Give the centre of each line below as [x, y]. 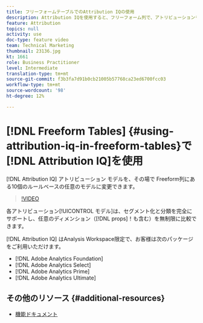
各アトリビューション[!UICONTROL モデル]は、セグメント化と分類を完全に [99, 211]
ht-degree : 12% [25, 96]
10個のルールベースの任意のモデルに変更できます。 [75, 186]
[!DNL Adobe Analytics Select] [53, 265]
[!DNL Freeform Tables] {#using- [90, 131]
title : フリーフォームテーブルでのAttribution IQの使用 [70, 12]
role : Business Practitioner [43, 62]
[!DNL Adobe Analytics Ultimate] [56, 278]
